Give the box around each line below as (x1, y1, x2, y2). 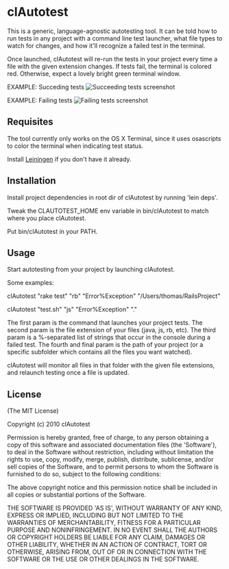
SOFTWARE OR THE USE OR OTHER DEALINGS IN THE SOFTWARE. (7, 555, 200, 563)
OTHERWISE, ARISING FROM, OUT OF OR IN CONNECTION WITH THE (7, 548, 207, 556)
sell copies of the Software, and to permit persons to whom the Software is (7, 462, 219, 471)
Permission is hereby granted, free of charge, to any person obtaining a (7, 433, 209, 442)
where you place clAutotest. (7, 214, 86, 222)
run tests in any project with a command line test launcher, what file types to (7, 34, 223, 42)
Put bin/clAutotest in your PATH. (7, 227, 98, 235)
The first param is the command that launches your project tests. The (7, 319, 203, 327)
